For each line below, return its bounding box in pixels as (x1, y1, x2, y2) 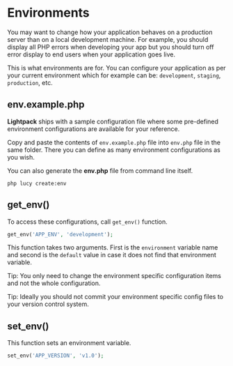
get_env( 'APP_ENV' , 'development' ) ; (7, 231, 113, 238)
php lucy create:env (7, 180, 67, 187)
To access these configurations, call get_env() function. (7, 218, 168, 226)
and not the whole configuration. (7, 279, 101, 287)
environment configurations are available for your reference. (7, 124, 180, 133)
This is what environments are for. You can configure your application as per (7, 63, 226, 72)
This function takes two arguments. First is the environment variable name (7, 243, 218, 252)
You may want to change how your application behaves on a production (7, 28, 214, 36)
